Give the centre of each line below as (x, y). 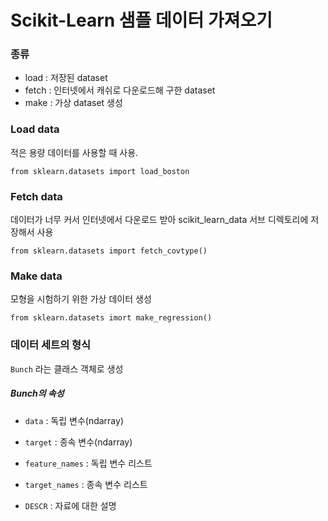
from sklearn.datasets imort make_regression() (111, 318)
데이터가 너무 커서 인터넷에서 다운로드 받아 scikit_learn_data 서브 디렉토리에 (159, 220)
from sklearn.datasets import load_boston (100, 171)
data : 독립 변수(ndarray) (74, 420)
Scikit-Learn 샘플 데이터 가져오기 (141, 20)
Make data (36, 276)
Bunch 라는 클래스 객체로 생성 (67, 368)
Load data (35, 129)
